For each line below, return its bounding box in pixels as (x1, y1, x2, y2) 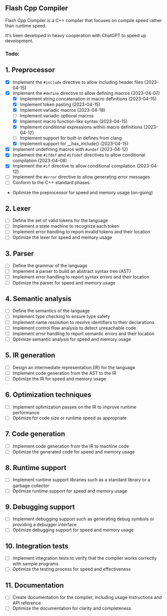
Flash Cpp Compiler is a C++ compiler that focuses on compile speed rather (5, 17, 162, 23)
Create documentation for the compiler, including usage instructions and (12, 594, 162, 600)
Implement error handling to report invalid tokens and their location (12, 229, 151, 235)
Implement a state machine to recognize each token (12, 223, 119, 229)
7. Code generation (5, 430, 65, 438)
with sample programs (12, 561, 59, 567)
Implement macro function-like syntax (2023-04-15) (19, 118, 127, 124)
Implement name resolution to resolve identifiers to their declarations (12, 319, 155, 325)
